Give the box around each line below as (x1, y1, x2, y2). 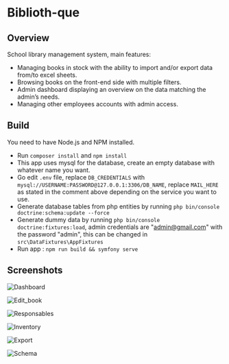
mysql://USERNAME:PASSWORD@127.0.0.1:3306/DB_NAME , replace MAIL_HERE (16, 180, 219, 189)
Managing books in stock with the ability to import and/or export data (16, 64, 213, 71)
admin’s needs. (16, 93, 60, 101)
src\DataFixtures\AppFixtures (16, 239, 104, 245)
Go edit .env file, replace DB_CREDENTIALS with (16, 173, 145, 181)
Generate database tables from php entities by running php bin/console (16, 202, 220, 210)
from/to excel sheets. (16, 71, 77, 79)
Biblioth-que (7, 5, 80, 21)
